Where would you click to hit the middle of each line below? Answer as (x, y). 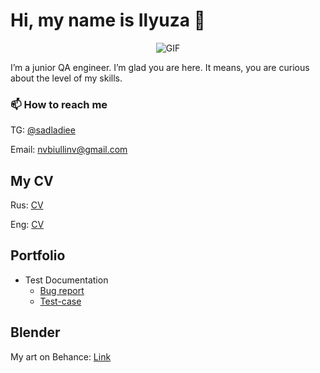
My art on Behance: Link (61, 356)
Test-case (60, 301)
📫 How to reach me (59, 104)
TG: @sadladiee (43, 130)
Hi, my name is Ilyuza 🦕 (108, 20)
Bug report (62, 290)
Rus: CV (27, 205)
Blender (35, 332)
